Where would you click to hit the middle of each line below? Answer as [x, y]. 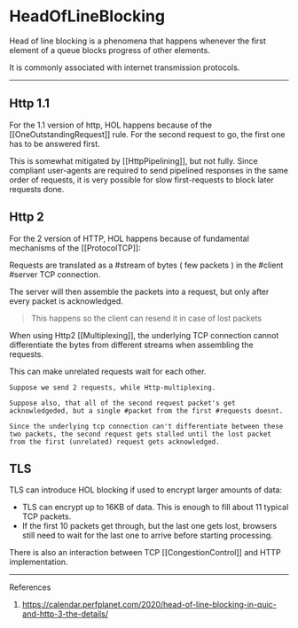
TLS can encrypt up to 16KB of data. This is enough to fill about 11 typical [155, 508]
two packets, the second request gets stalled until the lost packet [141, 434]
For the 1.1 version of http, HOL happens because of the [111, 125]
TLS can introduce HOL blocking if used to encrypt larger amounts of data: [145, 490]
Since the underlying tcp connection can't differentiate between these [146, 426]
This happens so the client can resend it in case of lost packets [146, 318]
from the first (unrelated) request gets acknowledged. [114, 442]
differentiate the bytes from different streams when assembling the [132, 345]
